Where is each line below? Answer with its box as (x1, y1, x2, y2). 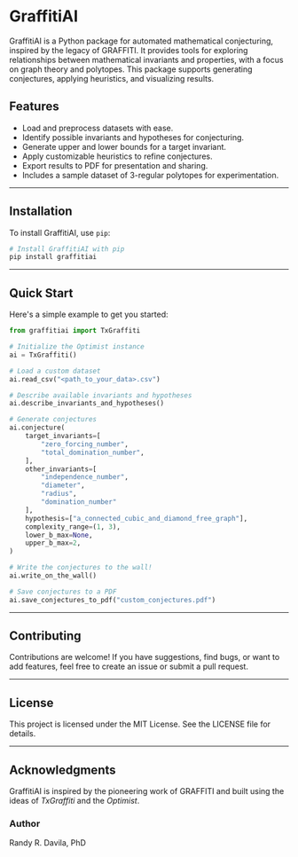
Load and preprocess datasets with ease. (21, 122, 174, 133)
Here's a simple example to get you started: (9, 309, 169, 320)
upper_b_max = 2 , (25, 539, 82, 547)
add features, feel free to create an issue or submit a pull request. (9, 661, 248, 672)
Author (9, 817, 41, 829)
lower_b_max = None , (25, 531, 93, 539)
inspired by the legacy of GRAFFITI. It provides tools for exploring (9, 44, 248, 55)
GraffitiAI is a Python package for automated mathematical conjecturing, (9, 35, 273, 46)
